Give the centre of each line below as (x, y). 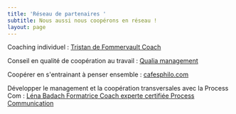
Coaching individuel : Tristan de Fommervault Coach (84, 47)
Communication (31, 103)
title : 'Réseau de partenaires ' (57, 14)
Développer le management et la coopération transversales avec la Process (118, 89)
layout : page (27, 27)
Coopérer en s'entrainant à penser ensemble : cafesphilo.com (98, 74)
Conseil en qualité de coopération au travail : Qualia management (103, 61)
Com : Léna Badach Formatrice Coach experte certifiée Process (101, 96)
